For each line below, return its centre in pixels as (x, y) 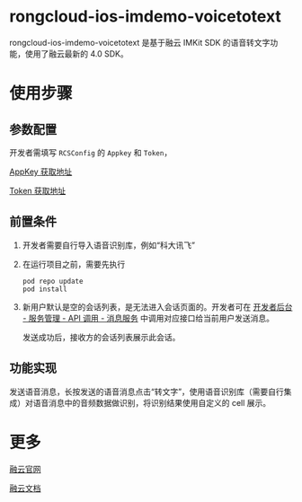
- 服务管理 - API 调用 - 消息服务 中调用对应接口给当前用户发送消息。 (148, 318)
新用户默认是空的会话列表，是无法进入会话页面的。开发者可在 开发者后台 (157, 306)
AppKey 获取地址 (41, 172)
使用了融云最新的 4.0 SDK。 (76, 53)
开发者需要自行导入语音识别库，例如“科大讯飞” (109, 245)
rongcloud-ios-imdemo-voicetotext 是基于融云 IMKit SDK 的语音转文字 (140, 42)
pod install (44, 289)
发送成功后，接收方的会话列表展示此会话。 (101, 337)
